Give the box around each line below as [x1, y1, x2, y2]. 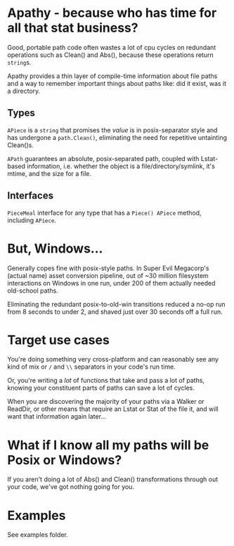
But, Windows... [7, 241, 103, 256]
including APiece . [7, 216, 57, 224]
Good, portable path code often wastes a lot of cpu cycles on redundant [7, 43, 216, 51]
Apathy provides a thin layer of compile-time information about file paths [7, 72, 218, 80]
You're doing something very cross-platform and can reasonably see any [7, 355, 219, 364]
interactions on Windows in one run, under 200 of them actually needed [7, 279, 216, 287]
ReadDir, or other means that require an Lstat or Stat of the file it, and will [7, 405, 219, 413]
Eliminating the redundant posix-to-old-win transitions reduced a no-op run [7, 300, 226, 308]
